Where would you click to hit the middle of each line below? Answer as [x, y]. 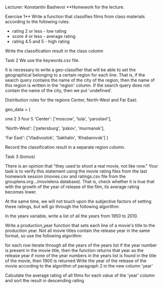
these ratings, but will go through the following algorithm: [62, 206]
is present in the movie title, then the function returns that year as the [74, 250]
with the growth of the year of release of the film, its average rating [72, 187]
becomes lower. [21, 192]
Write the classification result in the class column [54, 51]
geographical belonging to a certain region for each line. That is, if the [75, 75]
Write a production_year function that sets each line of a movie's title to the [80, 225]
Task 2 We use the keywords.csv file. [42, 60]
